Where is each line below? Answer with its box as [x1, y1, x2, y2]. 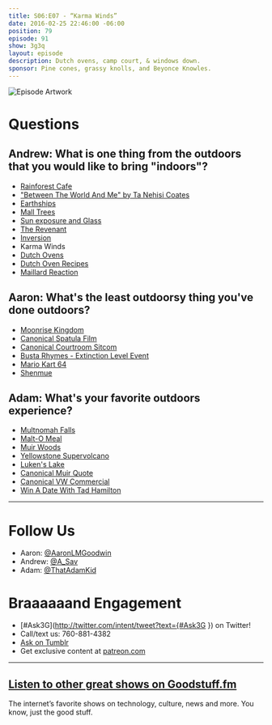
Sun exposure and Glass [19, 215, 102, 225]
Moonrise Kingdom [19, 324, 84, 334]
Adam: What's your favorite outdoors [8, 391, 201, 405]
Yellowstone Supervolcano [19, 451, 109, 461]
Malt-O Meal [19, 434, 62, 443]
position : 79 [8, 27, 53, 35]
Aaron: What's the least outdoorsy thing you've [8, 290, 253, 304]
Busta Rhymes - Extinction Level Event [19, 350, 150, 360]
